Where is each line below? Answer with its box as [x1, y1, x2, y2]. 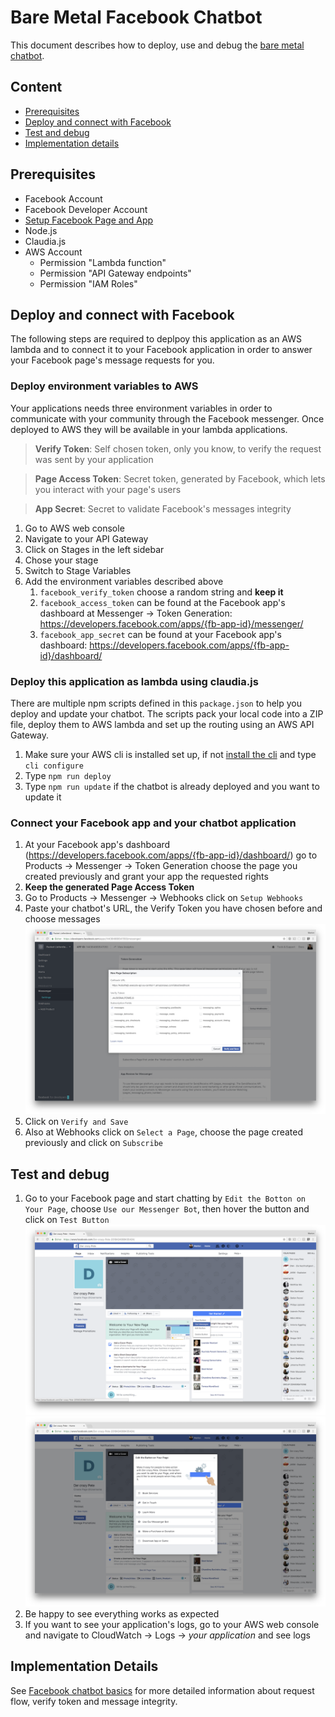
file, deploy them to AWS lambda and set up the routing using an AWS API [10, 718, 315, 730]
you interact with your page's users [34, 483, 182, 495]
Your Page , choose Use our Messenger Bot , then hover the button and [24, 1202, 310, 1215]
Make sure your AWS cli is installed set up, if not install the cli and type [24, 748, 317, 760]
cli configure [24, 761, 84, 771]
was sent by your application [34, 453, 154, 465]
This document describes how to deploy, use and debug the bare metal [10, 39, 305, 51]
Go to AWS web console [24, 522, 125, 534]
